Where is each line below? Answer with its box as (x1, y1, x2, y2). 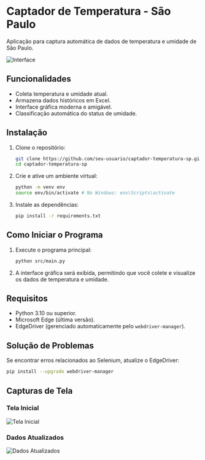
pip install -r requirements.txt (15, 213, 101, 219)
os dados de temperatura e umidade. (15, 275, 109, 283)
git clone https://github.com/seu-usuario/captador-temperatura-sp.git (15, 155, 203, 162)
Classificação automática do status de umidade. (15, 109, 137, 117)
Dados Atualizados (6, 433, 64, 442)
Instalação (6, 128, 48, 138)
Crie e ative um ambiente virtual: (15, 172, 98, 180)
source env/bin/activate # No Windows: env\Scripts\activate (15, 190, 176, 196)
